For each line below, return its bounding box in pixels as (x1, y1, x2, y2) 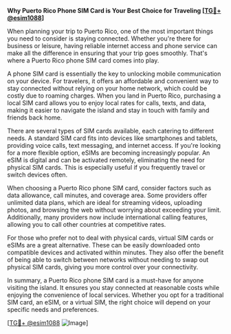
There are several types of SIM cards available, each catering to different (7, 127, 214, 135)
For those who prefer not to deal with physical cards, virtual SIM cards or (7, 234, 214, 242)
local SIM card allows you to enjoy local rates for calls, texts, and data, (7, 99, 206, 107)
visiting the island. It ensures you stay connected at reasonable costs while (7, 284, 220, 291)
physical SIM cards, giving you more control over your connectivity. (7, 263, 198, 271)
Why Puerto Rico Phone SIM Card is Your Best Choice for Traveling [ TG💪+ (7, 7, 221, 14)
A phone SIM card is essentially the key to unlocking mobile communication (7, 69, 221, 78)
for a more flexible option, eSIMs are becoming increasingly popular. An (7, 148, 210, 157)
